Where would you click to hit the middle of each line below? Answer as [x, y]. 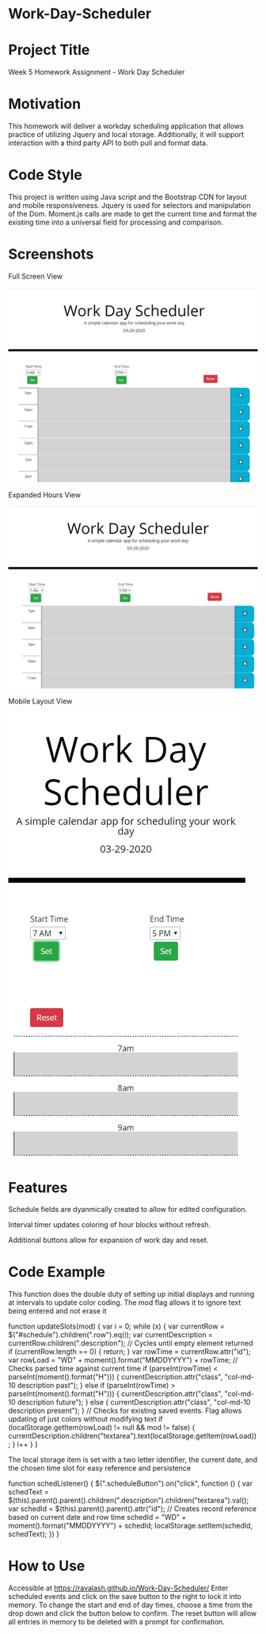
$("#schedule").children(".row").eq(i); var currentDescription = [111, 1335]
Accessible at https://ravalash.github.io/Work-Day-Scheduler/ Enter [118, 1588]
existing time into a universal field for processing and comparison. [116, 222]
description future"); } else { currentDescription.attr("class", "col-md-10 [134, 1402]
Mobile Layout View [40, 701]
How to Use [47, 1566]
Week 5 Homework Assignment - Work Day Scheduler [97, 72]
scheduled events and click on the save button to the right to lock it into [125, 1597]
